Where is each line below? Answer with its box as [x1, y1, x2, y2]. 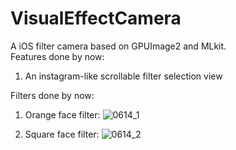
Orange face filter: [24, 108, 101, 121]
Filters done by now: [10, 89, 95, 101]
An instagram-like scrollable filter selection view [24, 70, 223, 82]
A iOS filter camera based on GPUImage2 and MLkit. [10, 40, 227, 52]
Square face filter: [24, 128, 100, 140]
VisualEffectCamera [10, 7, 182, 30]
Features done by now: [10, 50, 105, 62]
